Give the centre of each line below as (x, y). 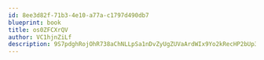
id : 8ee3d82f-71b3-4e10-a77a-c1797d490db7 (79, 15)
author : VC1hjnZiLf (40, 37)
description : (29, 44)
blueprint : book (35, 23)
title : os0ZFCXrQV (38, 30)
